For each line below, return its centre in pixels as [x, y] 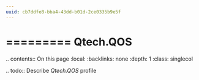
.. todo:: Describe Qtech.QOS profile [51, 70]
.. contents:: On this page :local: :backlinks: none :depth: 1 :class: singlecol [99, 59]
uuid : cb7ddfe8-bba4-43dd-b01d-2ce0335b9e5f [63, 12]
